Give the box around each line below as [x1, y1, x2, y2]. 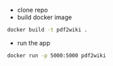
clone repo [17, 6, 48, 14]
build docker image [17, 13, 72, 21]
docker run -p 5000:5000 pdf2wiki [7, 52, 107, 59]
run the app [17, 38, 50, 47]
